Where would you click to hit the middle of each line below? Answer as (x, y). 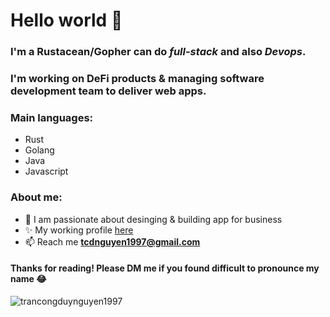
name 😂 (28, 279)
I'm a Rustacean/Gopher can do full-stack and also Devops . (158, 52)
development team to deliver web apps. (108, 91)
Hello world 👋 (66, 20)
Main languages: (52, 117)
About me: (36, 197)
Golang (39, 150)
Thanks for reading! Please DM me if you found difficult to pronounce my (165, 268)
